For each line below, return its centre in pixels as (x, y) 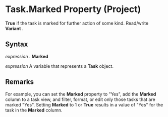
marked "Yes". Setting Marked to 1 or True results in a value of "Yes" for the (84, 104)
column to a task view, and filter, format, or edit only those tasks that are (80, 99)
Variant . (14, 28)
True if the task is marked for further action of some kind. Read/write (77, 23)
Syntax (17, 44)
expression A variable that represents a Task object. (59, 66)
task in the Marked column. (34, 110)
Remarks (20, 82)
